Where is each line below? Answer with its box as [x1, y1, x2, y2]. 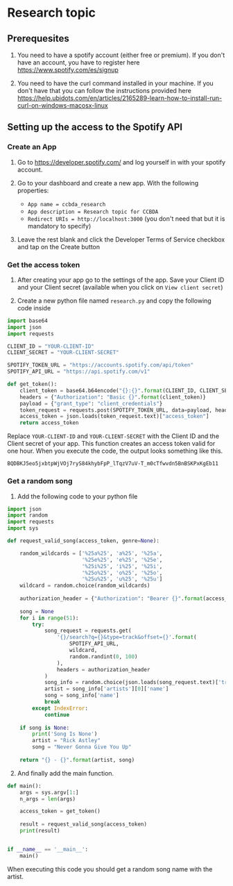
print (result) [19, 828, 60, 835]
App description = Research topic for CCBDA [27, 208, 159, 215]
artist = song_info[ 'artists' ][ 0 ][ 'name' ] [44, 685, 169, 692]
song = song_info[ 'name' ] [44, 692, 119, 699]
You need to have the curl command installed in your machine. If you [17, 79, 214, 87]
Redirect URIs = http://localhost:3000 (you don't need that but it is [27, 214, 225, 223]
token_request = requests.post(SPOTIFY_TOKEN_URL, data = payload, [19, 406, 213, 414]
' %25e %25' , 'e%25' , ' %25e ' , [81, 556, 163, 563]
